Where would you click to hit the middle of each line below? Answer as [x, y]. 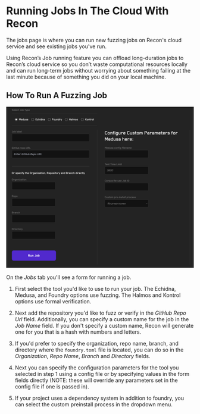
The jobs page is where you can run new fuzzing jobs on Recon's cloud [94, 40]
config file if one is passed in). [52, 386]
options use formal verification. [53, 301]
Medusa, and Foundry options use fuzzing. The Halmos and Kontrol [98, 295]
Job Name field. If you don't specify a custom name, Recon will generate [104, 325]
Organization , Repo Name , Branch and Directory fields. [82, 356]
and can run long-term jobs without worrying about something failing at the [99, 70]
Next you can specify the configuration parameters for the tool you [97, 368]
